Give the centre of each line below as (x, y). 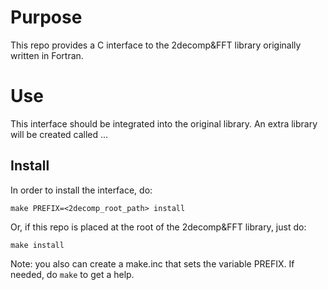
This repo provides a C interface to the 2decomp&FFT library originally (156, 45)
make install (37, 245)
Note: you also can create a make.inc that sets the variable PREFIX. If (152, 263)
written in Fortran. (47, 55)
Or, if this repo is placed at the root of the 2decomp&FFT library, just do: (158, 227)
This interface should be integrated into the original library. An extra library (164, 123)
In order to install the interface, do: (81, 190)
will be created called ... (59, 134)
